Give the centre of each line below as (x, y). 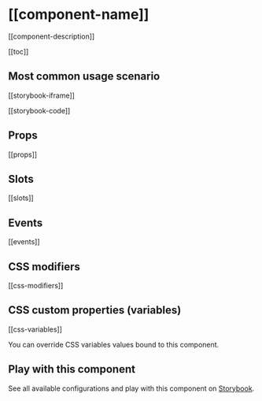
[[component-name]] (79, 15)
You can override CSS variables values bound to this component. (114, 344)
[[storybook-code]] (39, 110)
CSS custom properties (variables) (95, 310)
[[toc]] (18, 51)
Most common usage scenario (84, 76)
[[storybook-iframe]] (41, 95)
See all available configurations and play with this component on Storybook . (131, 388)
